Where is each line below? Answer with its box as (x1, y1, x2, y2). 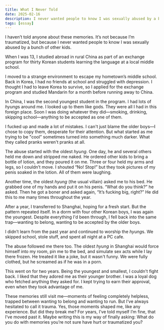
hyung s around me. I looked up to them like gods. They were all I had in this (5, 104, 157, 110)
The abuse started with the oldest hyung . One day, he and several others (5, 149, 152, 155)
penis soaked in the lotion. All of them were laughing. (5, 169, 112, 175)
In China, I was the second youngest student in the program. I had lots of (5, 98, 151, 105)
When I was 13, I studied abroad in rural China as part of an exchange (5, 54, 145, 60)
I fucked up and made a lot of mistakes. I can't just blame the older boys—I (5, 124, 156, 130)
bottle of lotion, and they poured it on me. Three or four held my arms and (5, 159, 154, 165)
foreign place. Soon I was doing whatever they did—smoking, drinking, (5, 109, 147, 115)
